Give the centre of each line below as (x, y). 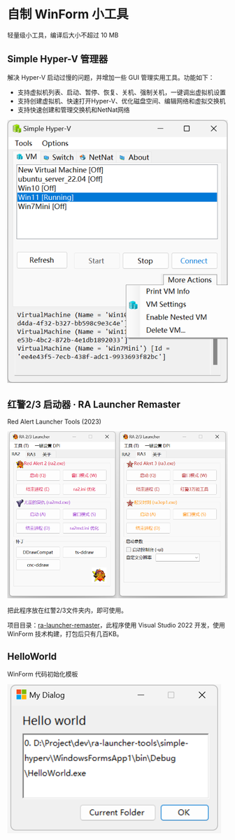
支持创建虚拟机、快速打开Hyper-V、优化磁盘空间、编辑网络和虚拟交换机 (121, 101)
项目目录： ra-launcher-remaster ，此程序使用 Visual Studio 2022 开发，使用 (116, 625)
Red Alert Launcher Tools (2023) (54, 422)
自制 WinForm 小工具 (68, 14)
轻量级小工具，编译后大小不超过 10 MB (63, 35)
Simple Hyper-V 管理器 (58, 59)
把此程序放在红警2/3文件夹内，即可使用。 (67, 610)
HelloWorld (32, 657)
